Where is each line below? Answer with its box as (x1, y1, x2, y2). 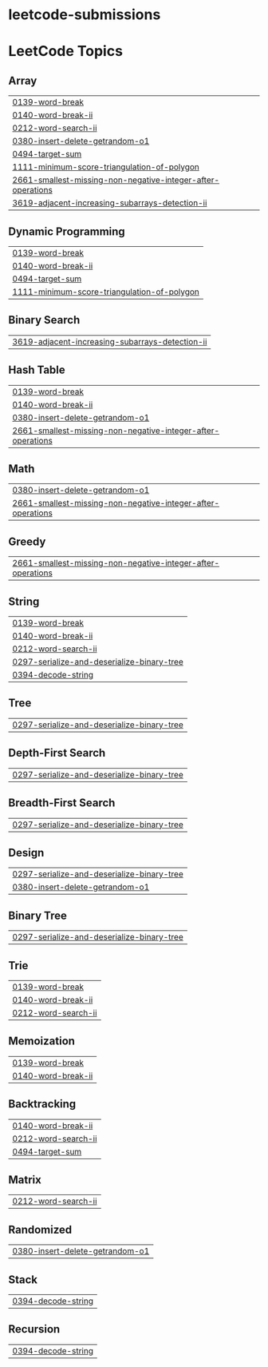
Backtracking (8, 1097, 77, 1111)
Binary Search (8, 313, 81, 327)
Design (8, 845, 45, 860)
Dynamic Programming (8, 225, 125, 238)
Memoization (8, 1035, 76, 1048)
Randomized (8, 1222, 73, 1236)
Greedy (8, 534, 46, 548)
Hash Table (8, 364, 65, 377)
